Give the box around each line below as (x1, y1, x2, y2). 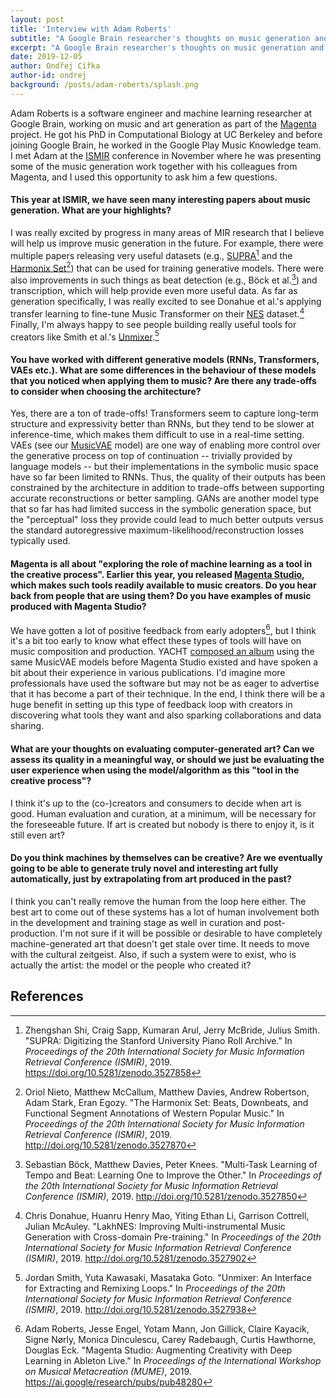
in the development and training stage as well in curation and (10, 916, 262, 928)
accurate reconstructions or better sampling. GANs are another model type (10, 492, 320, 505)
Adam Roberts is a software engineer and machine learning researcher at (10, 107, 313, 119)
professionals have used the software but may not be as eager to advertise (10, 677, 320, 690)
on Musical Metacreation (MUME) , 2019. (24, 1365, 192, 1377)
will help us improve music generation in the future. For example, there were (10, 237, 324, 249)
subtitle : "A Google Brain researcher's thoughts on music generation (10, 33, 311, 43)
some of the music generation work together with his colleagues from (10, 160, 298, 172)
